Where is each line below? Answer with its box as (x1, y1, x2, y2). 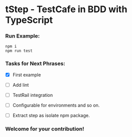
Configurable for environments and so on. (12, 102, 100, 108)
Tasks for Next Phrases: (5, 60, 66, 67)
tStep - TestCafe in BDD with (5, 4, 127, 15)
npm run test (5, 48, 33, 54)
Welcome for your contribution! (5, 125, 84, 132)
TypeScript (5, 14, 53, 26)
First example (12, 72, 41, 78)
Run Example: (5, 32, 40, 40)
